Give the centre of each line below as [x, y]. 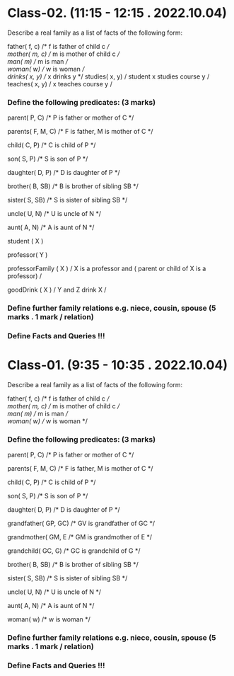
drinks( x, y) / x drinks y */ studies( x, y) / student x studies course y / [109, 76]
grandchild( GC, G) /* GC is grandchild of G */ [74, 551]
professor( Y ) [28, 255]
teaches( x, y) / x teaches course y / [60, 84]
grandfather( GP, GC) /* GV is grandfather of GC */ [81, 523]
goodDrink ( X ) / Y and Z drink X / [57, 290]
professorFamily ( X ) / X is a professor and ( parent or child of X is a [107, 269]
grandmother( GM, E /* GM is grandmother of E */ [80, 537]
